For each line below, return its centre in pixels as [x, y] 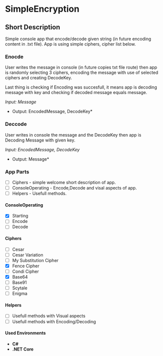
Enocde [14, 56]
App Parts [17, 171]
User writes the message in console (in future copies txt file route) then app [81, 68]
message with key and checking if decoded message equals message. [76, 93]
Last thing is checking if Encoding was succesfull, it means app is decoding [81, 87]
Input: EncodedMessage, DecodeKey [42, 149]
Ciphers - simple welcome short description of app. [64, 182]
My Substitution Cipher [35, 260]
